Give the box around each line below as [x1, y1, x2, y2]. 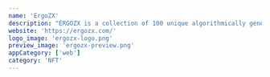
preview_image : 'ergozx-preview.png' [8, 42, 135, 50]
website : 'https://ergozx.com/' [8, 26, 117, 34]
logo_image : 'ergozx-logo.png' [8, 34, 113, 43]
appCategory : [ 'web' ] [8, 49, 81, 57]
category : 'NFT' [8, 57, 63, 65]
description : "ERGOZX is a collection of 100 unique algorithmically [8, 19, 247, 27]
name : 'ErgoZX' [8, 11, 59, 20]
